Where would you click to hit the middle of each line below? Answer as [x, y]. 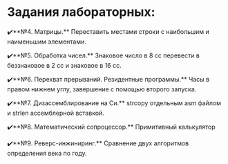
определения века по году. [47, 153]
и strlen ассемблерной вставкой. [56, 113]
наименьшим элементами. [47, 42]
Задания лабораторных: [81, 12]
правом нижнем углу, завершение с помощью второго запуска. [102, 89]
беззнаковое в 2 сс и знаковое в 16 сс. [65, 65]
